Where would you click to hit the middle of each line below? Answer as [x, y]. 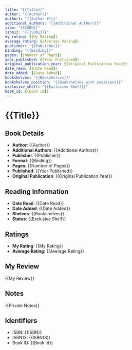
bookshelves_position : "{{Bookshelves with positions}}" [64, 82]
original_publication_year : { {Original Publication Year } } [66, 64]
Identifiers [21, 321]
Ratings [17, 234]
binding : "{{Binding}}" [29, 50]
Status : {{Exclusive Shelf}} [39, 219]
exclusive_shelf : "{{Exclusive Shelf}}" [47, 87]
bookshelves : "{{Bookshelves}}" [38, 78]
